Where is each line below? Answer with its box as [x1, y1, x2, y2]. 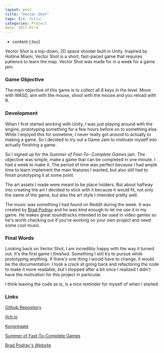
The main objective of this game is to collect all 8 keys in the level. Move [5, 87, 151, 93]
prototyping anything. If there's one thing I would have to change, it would [5, 256, 154, 262]
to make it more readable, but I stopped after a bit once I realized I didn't [5, 266, 151, 272]
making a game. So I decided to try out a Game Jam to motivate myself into [5, 137, 157, 142]
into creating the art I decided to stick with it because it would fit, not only [5, 187, 154, 192]
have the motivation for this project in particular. [5, 272, 102, 278]
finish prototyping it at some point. [5, 172, 74, 178]
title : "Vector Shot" [5, 12, 49, 17]
